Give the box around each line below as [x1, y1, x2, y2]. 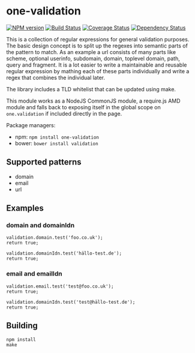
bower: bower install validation [14, 139, 98, 146]
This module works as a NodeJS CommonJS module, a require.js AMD [6, 97, 181, 104]
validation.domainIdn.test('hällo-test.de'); [6, 250, 122, 256]
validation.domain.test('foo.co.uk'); [6, 235, 103, 241]
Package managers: [6, 121, 56, 128]
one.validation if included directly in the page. [6, 110, 122, 117]
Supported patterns [6, 157, 82, 167]
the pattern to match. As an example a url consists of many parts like [6, 48, 176, 55]
